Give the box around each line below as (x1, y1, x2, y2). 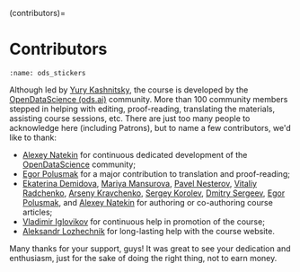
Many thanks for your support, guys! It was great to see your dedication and (9, 242, 291, 254)
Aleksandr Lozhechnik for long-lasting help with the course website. (22, 225, 276, 236)
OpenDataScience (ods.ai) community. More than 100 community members (9, 93, 288, 104)
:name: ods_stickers (9, 68, 87, 77)
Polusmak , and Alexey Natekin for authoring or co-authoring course (22, 197, 274, 207)
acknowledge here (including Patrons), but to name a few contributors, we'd (9, 122, 292, 133)
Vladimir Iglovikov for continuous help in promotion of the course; (22, 215, 265, 227)
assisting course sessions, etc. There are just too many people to (9, 112, 251, 124)
